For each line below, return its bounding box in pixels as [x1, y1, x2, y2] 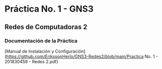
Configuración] [55, 48, 86, 54]
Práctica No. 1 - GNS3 [4, 3, 94, 15]
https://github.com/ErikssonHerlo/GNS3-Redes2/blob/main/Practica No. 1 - [6, 53, 158, 59]
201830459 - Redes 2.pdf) [4, 58, 58, 64]
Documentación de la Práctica [4, 37, 78, 44]
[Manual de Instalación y [4, 48, 54, 54]
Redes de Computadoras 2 [4, 23, 88, 31]
